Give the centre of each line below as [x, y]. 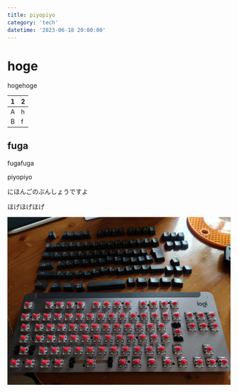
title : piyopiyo [31, 15]
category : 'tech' [33, 22]
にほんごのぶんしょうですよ [48, 191]
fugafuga [21, 163]
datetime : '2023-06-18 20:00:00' [57, 30]
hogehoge [22, 86]
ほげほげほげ [26, 207]
